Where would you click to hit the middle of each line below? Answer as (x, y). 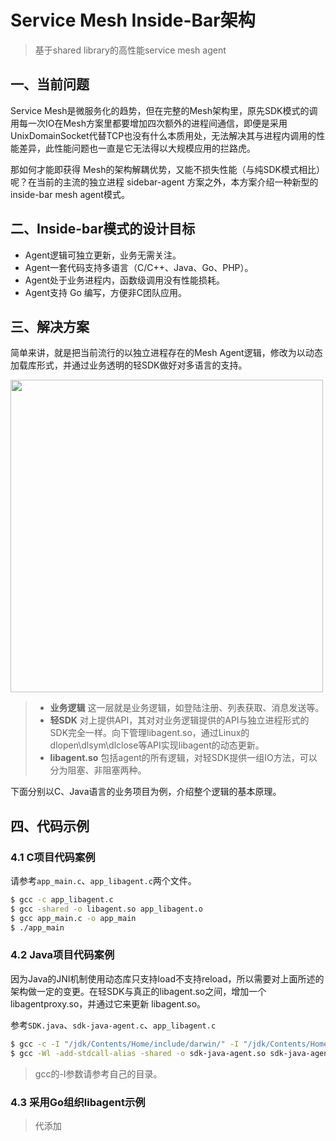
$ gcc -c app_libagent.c (62, 900)
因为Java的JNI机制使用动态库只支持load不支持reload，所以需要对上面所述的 (167, 978)
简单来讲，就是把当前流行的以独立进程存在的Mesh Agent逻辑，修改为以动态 (166, 353)
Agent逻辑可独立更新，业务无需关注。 (103, 255)
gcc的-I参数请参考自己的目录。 (98, 1073)
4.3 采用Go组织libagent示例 (78, 1102)
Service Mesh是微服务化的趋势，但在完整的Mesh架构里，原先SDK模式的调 (164, 110)
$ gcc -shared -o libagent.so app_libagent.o (106, 909)
